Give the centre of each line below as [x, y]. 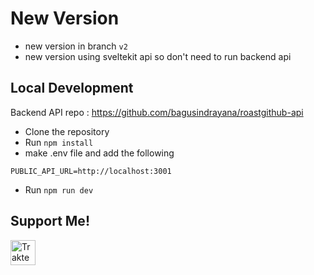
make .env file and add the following [99, 153]
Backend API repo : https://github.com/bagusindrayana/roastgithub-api [157, 112]
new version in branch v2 [76, 46]
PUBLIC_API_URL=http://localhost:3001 [91, 171]
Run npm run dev [59, 189]
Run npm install [59, 142]
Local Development [72, 88]
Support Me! [50, 221]
